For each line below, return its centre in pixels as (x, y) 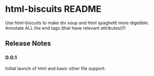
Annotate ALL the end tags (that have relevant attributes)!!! (66, 28)
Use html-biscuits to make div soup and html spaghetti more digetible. (77, 23)
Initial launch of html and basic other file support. (56, 68)
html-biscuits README (53, 9)
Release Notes (28, 44)
